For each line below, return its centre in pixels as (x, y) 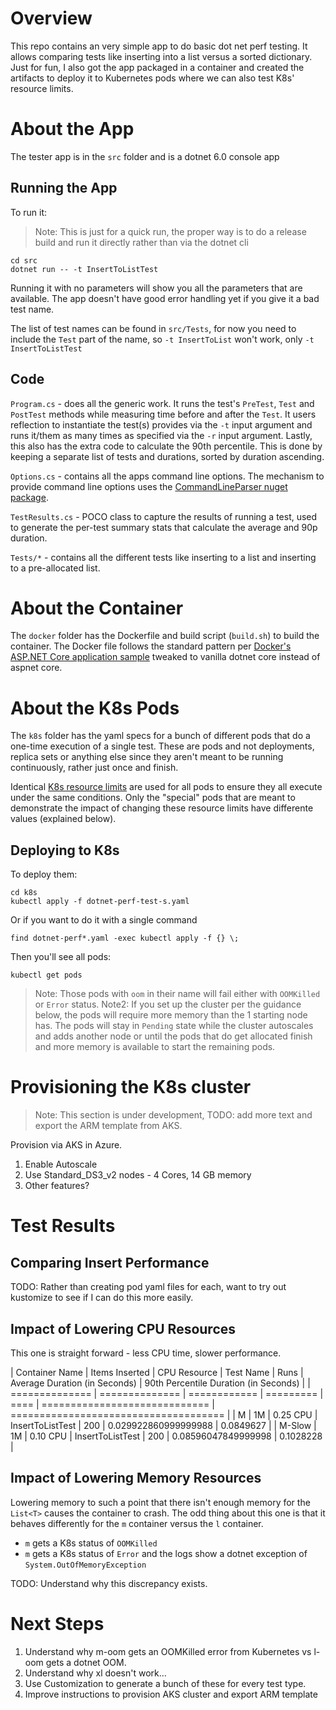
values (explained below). (63, 819)
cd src (24, 260)
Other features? (57, 1186)
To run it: (29, 212)
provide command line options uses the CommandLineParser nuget (149, 486)
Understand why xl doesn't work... (95, 1673)
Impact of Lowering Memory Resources (136, 1478)
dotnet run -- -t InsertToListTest (84, 269)
